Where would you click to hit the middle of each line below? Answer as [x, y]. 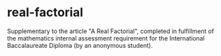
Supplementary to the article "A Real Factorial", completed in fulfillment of [110, 31]
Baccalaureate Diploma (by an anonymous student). [80, 45]
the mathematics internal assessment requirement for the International [106, 38]
